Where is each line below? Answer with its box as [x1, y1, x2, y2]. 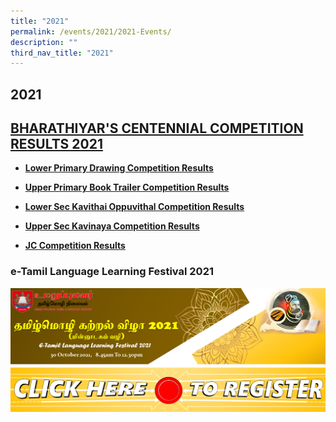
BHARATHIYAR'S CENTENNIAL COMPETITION [10, 120, 304, 137]
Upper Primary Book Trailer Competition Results [24, 181, 230, 194]
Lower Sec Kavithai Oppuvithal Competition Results [24, 201, 245, 213]
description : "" [10, 37, 78, 47]
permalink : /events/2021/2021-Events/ [10, 26, 172, 37]
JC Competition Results [24, 240, 126, 252]
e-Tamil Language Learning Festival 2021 [10, 265, 214, 279]
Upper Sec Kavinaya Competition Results [24, 220, 200, 232]
